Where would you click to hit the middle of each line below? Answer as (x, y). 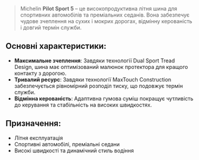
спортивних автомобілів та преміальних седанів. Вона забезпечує (105, 15)
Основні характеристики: (56, 46)
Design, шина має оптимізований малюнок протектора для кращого (101, 67)
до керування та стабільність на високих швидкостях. (83, 105)
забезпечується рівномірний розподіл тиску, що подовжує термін (98, 86)
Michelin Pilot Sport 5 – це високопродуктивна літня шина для (99, 9)
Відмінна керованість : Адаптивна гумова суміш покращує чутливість (104, 98)
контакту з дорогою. (40, 73)
